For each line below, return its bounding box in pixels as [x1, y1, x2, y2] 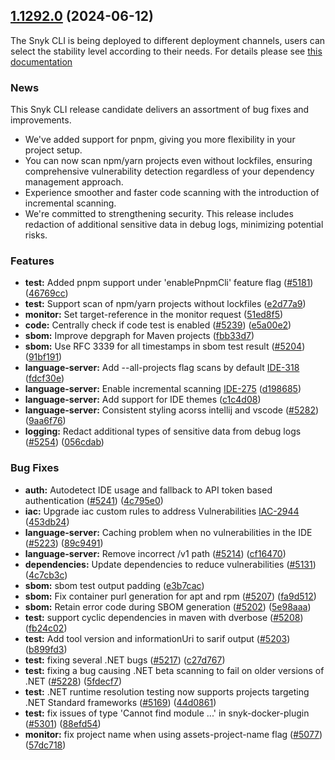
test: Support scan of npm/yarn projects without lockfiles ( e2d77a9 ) [24, 298, 307, 310]
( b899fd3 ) [24, 643, 68, 655]
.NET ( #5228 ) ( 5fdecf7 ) [24, 675, 122, 687]
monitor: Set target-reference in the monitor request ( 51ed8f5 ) [24, 309, 284, 321]
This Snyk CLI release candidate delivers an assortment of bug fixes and [10, 104, 310, 116]
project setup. [24, 144, 83, 156]
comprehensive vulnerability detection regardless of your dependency [24, 165, 315, 178]
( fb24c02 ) [24, 622, 68, 634]
